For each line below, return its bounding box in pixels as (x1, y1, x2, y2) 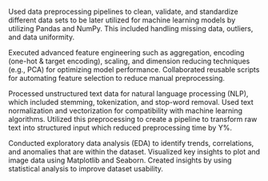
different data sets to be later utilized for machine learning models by (8, 15, 236, 25)
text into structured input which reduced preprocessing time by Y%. (8, 123, 232, 132)
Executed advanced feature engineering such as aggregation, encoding (8, 48, 245, 57)
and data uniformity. (8, 32, 74, 42)
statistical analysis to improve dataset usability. (8, 164, 164, 173)
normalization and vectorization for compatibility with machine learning (8, 106, 242, 115)
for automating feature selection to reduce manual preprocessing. (8, 74, 226, 82)
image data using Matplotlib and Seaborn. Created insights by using (8, 155, 232, 165)
